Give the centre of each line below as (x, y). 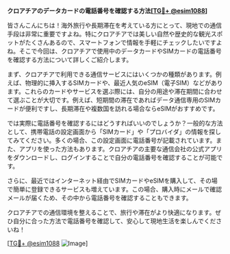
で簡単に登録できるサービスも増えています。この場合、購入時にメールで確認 (115, 189)
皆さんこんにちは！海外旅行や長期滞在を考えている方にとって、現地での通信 (115, 25)
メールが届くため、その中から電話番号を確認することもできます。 (100, 198)
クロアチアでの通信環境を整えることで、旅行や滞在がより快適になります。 (111, 212)
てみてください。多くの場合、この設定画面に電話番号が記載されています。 (112, 140)
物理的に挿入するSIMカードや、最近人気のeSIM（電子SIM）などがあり (124, 83)
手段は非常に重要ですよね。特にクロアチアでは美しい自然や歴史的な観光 (109, 34)
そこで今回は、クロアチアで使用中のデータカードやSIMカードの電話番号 (120, 51)
